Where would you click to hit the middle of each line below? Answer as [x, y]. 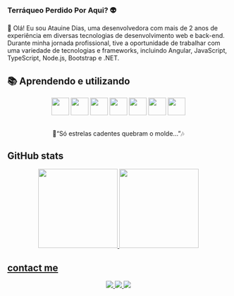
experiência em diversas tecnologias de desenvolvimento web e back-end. [116, 36]
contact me [33, 268]
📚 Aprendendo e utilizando [69, 81]
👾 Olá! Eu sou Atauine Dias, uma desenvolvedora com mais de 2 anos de [113, 28]
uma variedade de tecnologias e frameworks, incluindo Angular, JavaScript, [117, 51]
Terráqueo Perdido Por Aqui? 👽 [62, 10]
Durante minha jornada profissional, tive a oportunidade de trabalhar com [114, 43]
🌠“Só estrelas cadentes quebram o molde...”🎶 [118, 133]
